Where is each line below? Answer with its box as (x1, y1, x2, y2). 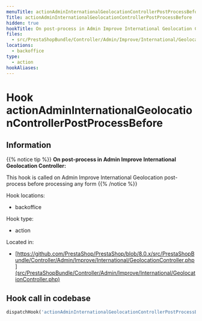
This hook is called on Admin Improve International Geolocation (6, 174, 164, 181)
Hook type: (6, 215, 34, 222)
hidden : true (6, 20, 39, 26)
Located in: (6, 239, 34, 246)
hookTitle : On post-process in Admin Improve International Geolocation (6, 25, 192, 32)
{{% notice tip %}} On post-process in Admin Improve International (6, 156, 176, 163)
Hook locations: (6, 192, 45, 199)
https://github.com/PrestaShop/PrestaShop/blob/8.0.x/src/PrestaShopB (17, 250, 195, 257)
